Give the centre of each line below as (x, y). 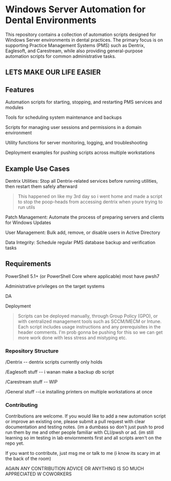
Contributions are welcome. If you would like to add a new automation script (85, 416)
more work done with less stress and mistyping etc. (72, 337)
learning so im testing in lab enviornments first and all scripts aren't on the (84, 438)
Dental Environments (51, 20)
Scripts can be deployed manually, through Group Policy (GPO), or (88, 316)
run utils (26, 207)
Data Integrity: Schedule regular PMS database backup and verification (80, 242)
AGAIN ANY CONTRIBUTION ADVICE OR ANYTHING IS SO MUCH (75, 469)
